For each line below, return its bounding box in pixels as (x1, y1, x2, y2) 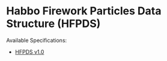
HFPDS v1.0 (14, 48, 44, 55)
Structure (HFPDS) (6, 17, 101, 30)
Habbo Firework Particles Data (6, 4, 162, 18)
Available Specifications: (6, 36, 67, 44)
